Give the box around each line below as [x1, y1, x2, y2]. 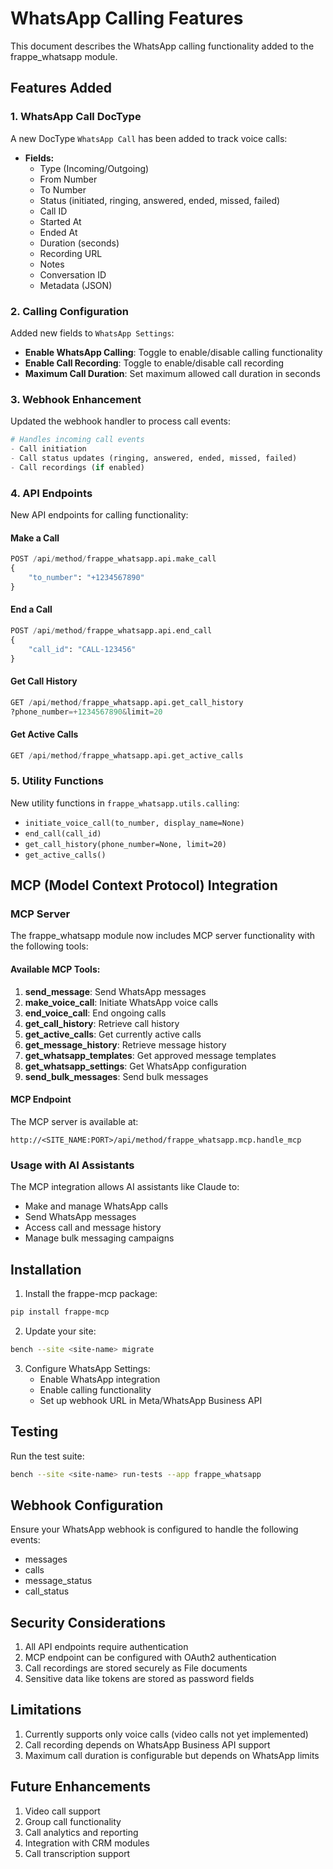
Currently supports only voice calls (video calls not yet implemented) [24, 1728, 309, 1740]
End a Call [10, 603, 53, 616]
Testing [10, 1423, 59, 1441]
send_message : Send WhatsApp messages [24, 985, 207, 997]
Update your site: [24, 1325, 97, 1337]
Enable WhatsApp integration [39, 1373, 161, 1385]
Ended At [39, 226, 78, 238]
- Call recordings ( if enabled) [10, 462, 145, 472]
